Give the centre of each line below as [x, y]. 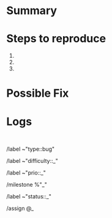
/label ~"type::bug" [31, 149]
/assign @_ [20, 208]
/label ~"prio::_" [26, 173]
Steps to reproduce [56, 39]
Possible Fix [38, 93]
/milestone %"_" [27, 185]
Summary [32, 11]
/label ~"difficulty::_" [32, 161]
